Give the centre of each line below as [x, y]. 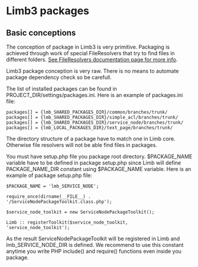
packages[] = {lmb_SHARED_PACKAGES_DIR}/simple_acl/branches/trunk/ [92, 117]
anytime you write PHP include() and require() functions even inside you [94, 251]
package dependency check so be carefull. [59, 77]
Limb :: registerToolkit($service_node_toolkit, [67, 223]
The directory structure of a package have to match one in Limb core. [91, 139]
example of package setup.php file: [49, 175]
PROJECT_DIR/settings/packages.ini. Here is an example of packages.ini [95, 95]
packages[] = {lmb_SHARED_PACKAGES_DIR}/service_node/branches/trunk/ [95, 123]
